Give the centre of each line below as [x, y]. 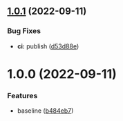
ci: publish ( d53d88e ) [48, 46]
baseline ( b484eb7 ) [45, 111]
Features [22, 95]
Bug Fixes [24, 31]
